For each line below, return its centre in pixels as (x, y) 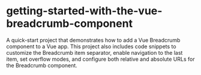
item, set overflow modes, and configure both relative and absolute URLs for (100, 59)
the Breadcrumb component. (42, 65)
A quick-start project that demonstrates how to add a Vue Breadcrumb (93, 40)
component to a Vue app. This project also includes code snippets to (91, 46)
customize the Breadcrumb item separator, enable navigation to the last (94, 52)
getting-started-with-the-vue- (84, 11)
